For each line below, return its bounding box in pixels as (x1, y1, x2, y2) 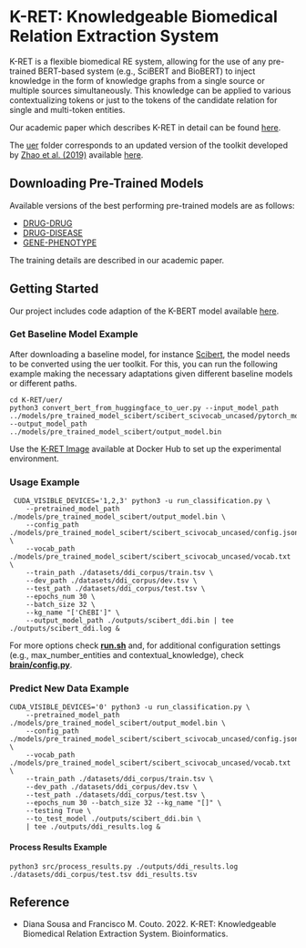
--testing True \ (25, 807, 92, 816)
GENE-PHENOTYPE (22, 237, 97, 248)
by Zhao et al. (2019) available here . (9, 149, 144, 160)
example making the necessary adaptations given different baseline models (9, 367, 293, 379)
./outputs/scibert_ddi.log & (9, 624, 120, 634)
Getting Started (9, 281, 99, 297)
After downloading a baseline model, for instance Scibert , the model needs (9, 348, 291, 359)
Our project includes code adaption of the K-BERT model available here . (9, 305, 280, 316)
